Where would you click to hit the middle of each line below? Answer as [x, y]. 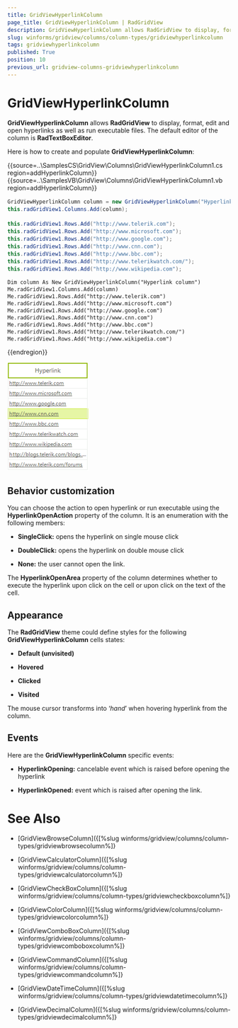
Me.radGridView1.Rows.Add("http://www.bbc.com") [80, 325]
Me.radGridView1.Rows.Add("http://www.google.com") [85, 311]
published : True [31, 52]
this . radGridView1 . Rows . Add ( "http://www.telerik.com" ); [91, 224]
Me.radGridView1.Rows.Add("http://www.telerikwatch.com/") [96, 332]
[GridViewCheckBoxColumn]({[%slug [72, 888]
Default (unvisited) [46, 653]
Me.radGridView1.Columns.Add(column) [63, 290]
